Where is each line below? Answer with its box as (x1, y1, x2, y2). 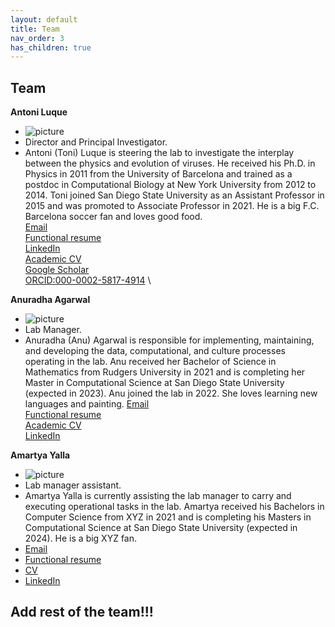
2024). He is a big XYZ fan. (24, 532, 138, 545)
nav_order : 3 (10, 33, 65, 43)
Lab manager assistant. (24, 479, 122, 491)
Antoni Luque (10, 106, 68, 118)
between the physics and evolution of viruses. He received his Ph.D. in (24, 157, 316, 170)
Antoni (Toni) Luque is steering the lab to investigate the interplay (24, 147, 295, 159)
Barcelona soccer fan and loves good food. (24, 211, 203, 223)
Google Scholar (24, 264, 90, 276)
